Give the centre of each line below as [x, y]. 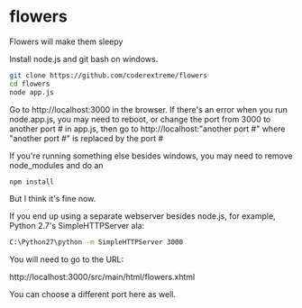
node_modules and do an [56, 165]
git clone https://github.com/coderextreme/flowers [108, 75]
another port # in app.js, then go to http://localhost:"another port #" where [147, 129]
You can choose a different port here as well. [93, 294]
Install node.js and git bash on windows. [84, 59]
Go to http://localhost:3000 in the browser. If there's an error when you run [149, 109]
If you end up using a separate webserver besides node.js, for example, [143, 216]
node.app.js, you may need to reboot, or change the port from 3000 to [140, 119]
